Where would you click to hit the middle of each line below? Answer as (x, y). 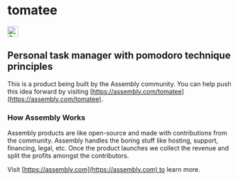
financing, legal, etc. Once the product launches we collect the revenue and (118, 148)
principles (30, 67)
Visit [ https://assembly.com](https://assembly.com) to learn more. (104, 170)
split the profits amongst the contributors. (68, 156)
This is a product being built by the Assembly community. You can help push (119, 83)
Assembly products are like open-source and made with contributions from (117, 133)
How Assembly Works (47, 118)
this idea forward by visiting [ (50, 91)
